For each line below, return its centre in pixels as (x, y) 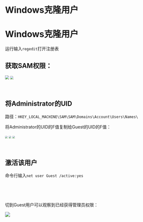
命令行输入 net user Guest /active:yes (44, 175)
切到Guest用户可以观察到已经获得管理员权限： (52, 205)
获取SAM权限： (29, 66)
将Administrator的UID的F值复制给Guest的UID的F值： (58, 127)
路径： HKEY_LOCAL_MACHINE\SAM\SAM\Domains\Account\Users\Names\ (71, 116)
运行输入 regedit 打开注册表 (32, 49)
